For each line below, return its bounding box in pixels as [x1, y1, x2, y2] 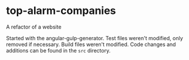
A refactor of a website [6, 23, 62, 30]
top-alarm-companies [6, 4, 116, 17]
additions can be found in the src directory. [6, 47, 111, 54]
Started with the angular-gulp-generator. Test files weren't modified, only [6, 34, 183, 41]
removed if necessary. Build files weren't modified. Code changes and [6, 41, 176, 48]
